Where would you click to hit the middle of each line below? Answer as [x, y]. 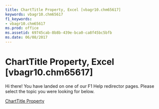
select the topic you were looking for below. [50, 91]
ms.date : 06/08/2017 [27, 38]
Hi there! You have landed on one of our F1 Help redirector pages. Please [80, 86]
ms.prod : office [22, 28]
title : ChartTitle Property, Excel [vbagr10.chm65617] [63, 10]
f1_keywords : [19, 19]
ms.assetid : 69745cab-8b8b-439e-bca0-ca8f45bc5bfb [59, 33]
